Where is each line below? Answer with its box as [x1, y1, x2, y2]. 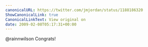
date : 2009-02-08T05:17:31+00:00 [5, 21, 77, 27]
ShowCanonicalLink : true [5, 12, 58, 17]
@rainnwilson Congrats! [5, 36, 56, 42]
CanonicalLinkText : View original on [5, 17, 86, 22]
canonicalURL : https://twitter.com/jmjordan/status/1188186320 [5, 7, 143, 13]
